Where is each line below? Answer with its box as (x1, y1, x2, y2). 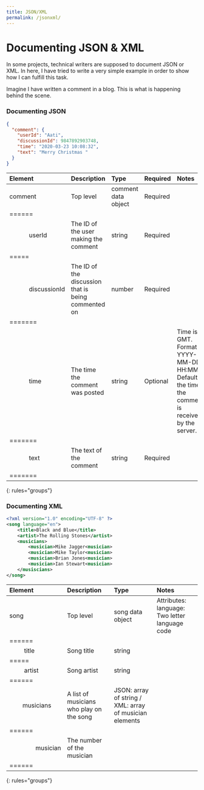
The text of (70, 446, 102, 454)
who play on (67, 705, 102, 713)
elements (114, 716, 141, 724)
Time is (177, 327, 198, 336)
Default (177, 373, 198, 381)
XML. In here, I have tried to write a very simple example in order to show (6, 68, 189, 75)
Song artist (67, 666, 98, 674)
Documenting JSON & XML (6, 41, 144, 55)
